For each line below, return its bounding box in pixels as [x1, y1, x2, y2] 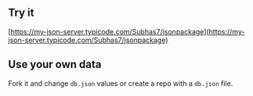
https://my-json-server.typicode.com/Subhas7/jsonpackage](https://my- [10, 27, 245, 36]
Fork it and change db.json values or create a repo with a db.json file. [8, 78, 233, 88]
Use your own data [8, 58, 102, 71]
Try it [8, 6, 34, 20]
